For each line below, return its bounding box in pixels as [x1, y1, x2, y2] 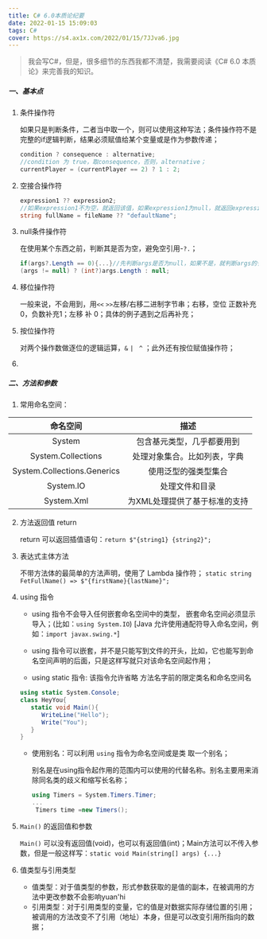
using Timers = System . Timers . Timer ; [31, 791, 157, 800]
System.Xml [43, 495, 89, 506]
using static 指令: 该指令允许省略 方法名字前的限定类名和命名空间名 [31, 673, 252, 683]
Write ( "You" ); [41, 718, 88, 727]
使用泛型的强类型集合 [148, 466, 228, 477]
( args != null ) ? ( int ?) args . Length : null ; [19, 267, 170, 275]
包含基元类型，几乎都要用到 [136, 436, 240, 447]
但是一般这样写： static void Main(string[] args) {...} [33, 848, 222, 858]
